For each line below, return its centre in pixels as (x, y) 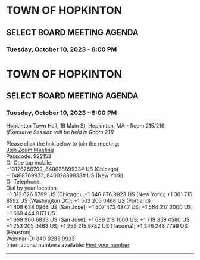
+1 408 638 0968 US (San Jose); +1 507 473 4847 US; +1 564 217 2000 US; (100, 207)
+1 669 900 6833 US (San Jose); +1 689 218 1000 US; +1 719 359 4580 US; (99, 220)
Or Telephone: (24, 182)
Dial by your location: (32, 188)
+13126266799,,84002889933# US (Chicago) (62, 169)
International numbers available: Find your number (68, 245)
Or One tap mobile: (29, 163)
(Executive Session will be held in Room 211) (60, 132)
